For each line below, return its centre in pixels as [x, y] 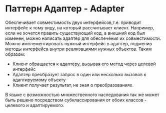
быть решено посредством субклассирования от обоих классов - [76, 100]
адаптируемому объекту [39, 80]
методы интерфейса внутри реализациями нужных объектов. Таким [78, 49]
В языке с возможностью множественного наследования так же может [82, 95]
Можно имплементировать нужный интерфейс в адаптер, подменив [79, 43]
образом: [15, 54]
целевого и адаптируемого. [35, 105]
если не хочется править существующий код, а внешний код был [75, 33]
